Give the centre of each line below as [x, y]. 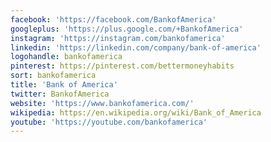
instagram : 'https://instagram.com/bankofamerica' [118, 38]
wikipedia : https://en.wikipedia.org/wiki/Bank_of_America [136, 112]
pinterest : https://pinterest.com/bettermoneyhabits [122, 66]
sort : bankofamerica [53, 76]
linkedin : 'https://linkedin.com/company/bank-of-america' [136, 47]
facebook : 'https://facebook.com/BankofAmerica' [113, 19]
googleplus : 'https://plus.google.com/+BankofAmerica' [127, 29]
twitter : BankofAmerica [60, 94]
